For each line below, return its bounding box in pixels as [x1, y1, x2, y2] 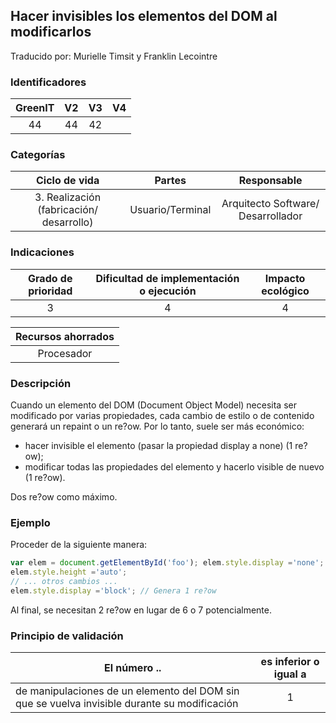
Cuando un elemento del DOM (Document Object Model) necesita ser [10, 399, 297, 411]
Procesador [37, 346, 93, 360]
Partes [154, 174, 187, 188]
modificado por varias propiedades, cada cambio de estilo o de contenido [10, 410, 315, 421]
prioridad [28, 284, 73, 298]
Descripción [10, 376, 72, 390]
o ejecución [139, 284, 197, 298]
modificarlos [10, 24, 92, 41]
